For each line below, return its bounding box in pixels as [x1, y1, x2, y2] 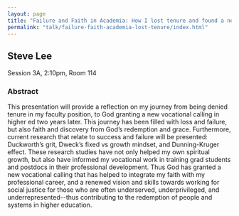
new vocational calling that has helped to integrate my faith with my [7, 171, 205, 179]
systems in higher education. [7, 200, 92, 210]
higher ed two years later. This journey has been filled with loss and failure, [7, 118, 228, 126]
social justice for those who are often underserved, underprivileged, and [7, 185, 220, 194]
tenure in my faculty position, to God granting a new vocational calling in [7, 110, 220, 119]
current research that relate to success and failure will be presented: [7, 133, 208, 141]
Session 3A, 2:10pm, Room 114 [7, 69, 97, 77]
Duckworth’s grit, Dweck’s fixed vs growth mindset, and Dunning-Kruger [7, 140, 220, 149]
